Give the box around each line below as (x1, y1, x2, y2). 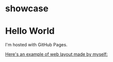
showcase (5, 3, 49, 14)
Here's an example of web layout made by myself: (5, 51, 108, 57)
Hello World (5, 26, 55, 37)
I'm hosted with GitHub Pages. (5, 42, 68, 48)
